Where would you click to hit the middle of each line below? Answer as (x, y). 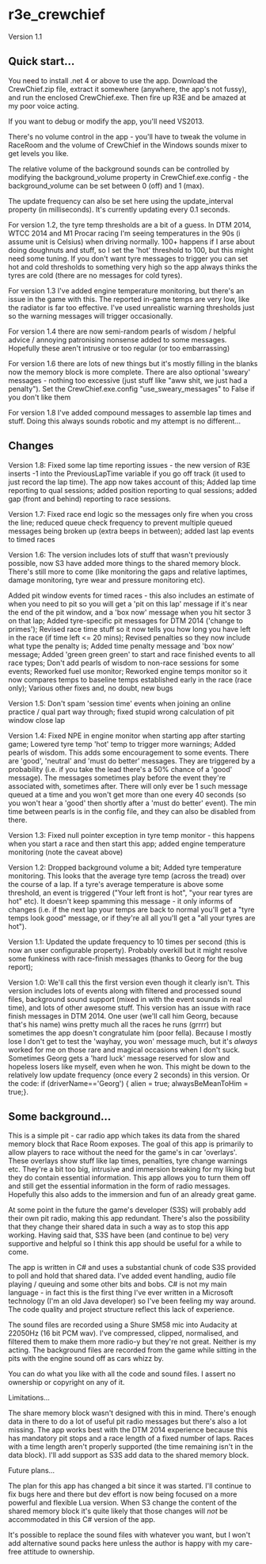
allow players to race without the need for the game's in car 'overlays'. (123, 1153)
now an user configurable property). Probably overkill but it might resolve (128, 950)
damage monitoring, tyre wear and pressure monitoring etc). (107, 579)
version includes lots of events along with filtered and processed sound (125, 990)
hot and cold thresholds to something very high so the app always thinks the (133, 266)
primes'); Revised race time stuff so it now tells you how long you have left (129, 629)
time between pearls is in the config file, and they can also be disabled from (132, 811)
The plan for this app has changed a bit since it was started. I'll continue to (130, 1486)
